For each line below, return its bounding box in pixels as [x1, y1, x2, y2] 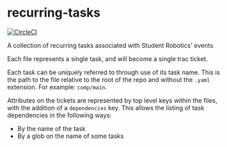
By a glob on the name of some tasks [17, 132, 124, 140]
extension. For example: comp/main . [7, 83, 108, 91]
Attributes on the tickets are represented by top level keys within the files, [7, 96, 217, 105]
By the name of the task [17, 124, 86, 132]
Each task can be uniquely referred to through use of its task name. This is [7, 68, 220, 76]
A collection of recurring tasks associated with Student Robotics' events [7, 41, 214, 49]
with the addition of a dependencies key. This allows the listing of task [7, 103, 205, 112]
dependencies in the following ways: [7, 111, 112, 119]
